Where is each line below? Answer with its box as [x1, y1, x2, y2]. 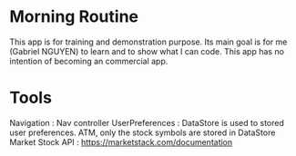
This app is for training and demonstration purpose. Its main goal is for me [9, 36, 288, 47]
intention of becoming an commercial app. [9, 55, 168, 66]
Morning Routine [9, 6, 139, 27]
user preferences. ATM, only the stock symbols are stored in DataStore [9, 127, 276, 138]
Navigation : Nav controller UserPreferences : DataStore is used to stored [9, 117, 285, 128]
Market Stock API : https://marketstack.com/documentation [9, 136, 233, 147]
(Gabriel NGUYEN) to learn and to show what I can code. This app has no [9, 45, 285, 56]
